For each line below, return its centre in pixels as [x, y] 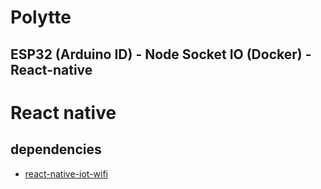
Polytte [41, 17]
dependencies [56, 149]
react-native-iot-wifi [66, 173]
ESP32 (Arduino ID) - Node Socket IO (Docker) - [161, 54]
